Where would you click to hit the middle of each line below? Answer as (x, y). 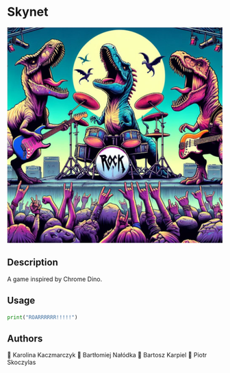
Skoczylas (22, 362)
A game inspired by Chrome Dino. (55, 279)
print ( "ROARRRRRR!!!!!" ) (42, 317)
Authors (25, 338)
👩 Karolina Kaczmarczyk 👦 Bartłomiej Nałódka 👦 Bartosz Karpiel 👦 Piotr (107, 355)
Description (33, 262)
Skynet (28, 12)
